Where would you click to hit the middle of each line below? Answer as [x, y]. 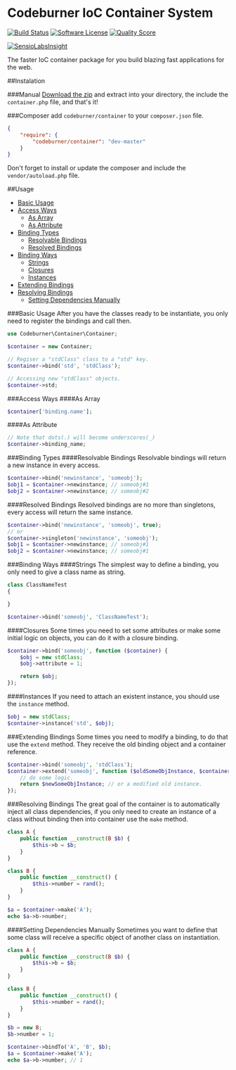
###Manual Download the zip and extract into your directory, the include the [118, 94]
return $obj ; [39, 677]
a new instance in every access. [54, 465]
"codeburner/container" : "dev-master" [89, 141]
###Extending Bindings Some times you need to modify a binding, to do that [118, 737]
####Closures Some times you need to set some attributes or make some [114, 630]
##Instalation [26, 81]
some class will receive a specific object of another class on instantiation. [114, 937]
